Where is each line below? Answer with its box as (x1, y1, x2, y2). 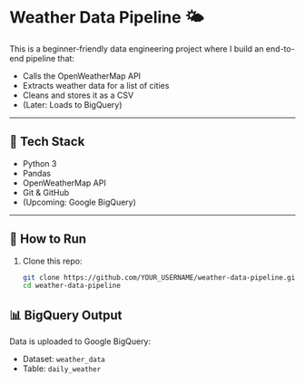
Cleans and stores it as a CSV (22, 90, 134, 101)
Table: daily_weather (22, 363, 102, 374)
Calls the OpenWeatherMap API (22, 70, 142, 81)
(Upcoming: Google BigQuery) (22, 196, 136, 207)
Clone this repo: (22, 255, 83, 266)
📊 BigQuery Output (9, 307, 123, 322)
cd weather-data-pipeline (22, 282, 121, 291)
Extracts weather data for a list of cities (22, 80, 170, 91)
